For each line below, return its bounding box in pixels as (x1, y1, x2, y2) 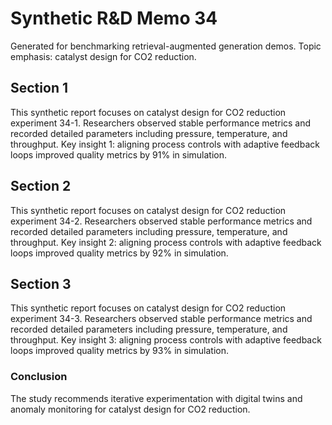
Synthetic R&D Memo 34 (10, 7, 218, 30)
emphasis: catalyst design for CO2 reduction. (10, 50, 197, 62)
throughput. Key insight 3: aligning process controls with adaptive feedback (10, 334, 322, 346)
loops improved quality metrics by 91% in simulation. (10, 148, 228, 161)
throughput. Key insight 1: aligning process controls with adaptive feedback (10, 138, 320, 150)
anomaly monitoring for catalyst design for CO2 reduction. (10, 403, 251, 415)
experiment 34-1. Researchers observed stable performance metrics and (10, 117, 312, 129)
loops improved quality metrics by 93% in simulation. (10, 345, 229, 357)
